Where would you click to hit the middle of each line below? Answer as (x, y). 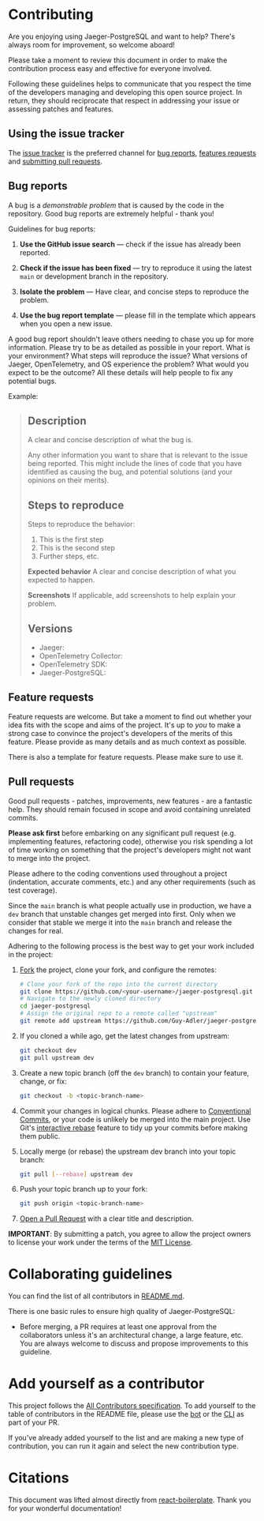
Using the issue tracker (66, 134)
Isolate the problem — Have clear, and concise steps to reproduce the (134, 291)
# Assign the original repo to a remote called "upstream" (119, 1014)
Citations (39, 1478)
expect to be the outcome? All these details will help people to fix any (121, 372)
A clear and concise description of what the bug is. (110, 440)
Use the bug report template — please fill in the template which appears (138, 315)
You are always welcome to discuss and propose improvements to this (134, 1343)
